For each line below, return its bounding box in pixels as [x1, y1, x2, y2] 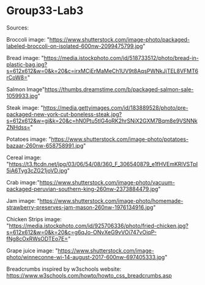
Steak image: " [6, 104, 43, 111]
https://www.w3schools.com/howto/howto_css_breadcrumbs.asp [6, 272, 173, 279]
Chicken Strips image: [6, 215, 62, 222]
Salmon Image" [6, 85, 45, 93]
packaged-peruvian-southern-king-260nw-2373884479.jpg [6, 185, 158, 192]
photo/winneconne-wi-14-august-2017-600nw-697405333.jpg [6, 253, 165, 260]
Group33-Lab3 [6, 4, 84, 18]
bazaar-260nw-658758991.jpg [6, 142, 84, 149]
